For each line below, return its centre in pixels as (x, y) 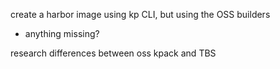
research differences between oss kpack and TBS (113, 53)
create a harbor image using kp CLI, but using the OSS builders (140, 14)
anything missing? (62, 33)
